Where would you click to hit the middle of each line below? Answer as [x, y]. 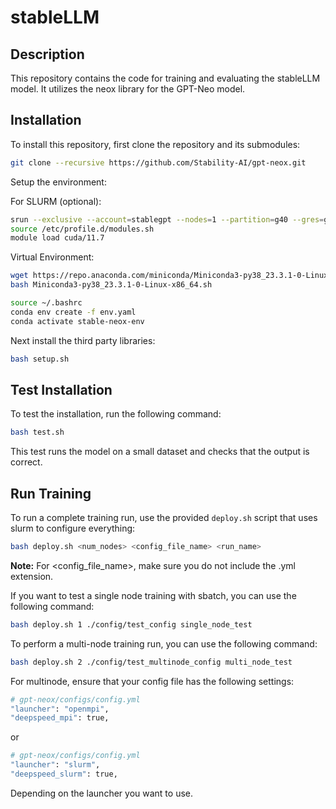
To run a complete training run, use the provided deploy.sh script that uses [164, 518]
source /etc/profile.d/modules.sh [82, 229]
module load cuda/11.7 [57, 238]
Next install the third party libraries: [83, 340]
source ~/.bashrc [46, 303]
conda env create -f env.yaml [73, 312]
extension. [32, 576]
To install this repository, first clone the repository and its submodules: [155, 144]
